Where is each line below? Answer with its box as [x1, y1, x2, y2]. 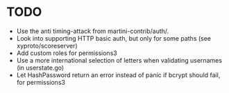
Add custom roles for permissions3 [16, 49, 117, 57]
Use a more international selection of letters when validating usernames [16, 56, 223, 64]
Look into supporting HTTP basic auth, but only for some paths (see [16, 34, 212, 42]
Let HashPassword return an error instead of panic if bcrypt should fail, [16, 70, 221, 79]
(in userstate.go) [16, 63, 65, 72]
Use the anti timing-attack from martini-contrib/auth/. [16, 27, 169, 35]
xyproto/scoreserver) [16, 41, 78, 50]
